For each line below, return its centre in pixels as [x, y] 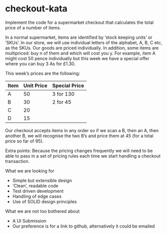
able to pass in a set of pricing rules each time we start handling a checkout [83, 156]
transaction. [17, 161]
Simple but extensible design [42, 180]
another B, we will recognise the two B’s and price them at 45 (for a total [79, 136]
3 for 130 [63, 94]
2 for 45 [62, 102]
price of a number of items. [33, 27]
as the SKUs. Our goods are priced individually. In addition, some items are [82, 48]
